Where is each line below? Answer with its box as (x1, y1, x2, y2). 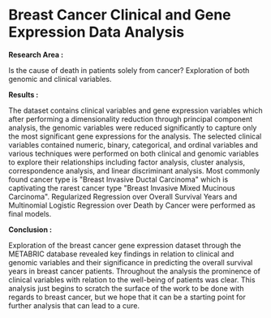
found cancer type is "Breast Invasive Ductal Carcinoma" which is (8, 174, 229, 184)
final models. (8, 208, 52, 218)
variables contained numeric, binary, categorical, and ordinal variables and (8, 140, 258, 149)
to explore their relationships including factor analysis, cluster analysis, (8, 157, 246, 167)
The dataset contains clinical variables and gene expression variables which (8, 105, 264, 115)
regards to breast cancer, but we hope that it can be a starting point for (8, 292, 246, 302)
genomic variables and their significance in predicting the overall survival (8, 257, 253, 267)
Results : (8, 89, 39, 99)
